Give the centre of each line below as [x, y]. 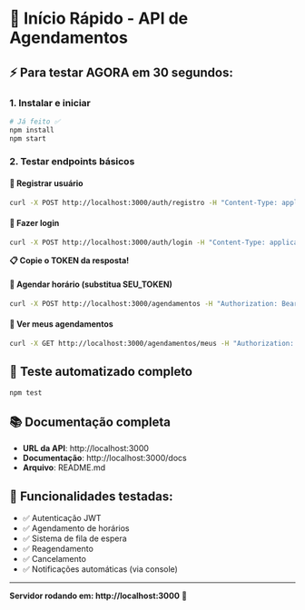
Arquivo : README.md [64, 467]
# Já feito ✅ [35, 122]
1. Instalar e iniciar [50, 103]
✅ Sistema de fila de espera [74, 538]
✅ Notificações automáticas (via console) [100, 569]
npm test [26, 393]
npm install [32, 130]
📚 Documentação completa [90, 422]
